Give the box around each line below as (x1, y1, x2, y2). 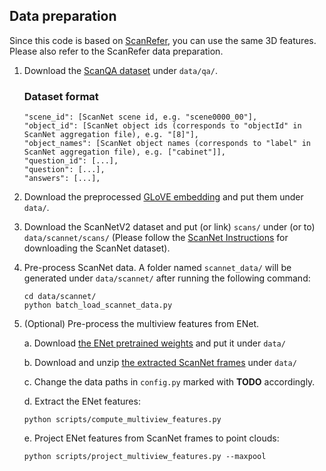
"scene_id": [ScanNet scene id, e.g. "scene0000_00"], (23, 112, 258, 123)
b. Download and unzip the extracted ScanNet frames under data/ (23, 357, 297, 369)
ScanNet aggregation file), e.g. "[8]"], (23, 130, 199, 140)
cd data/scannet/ (23, 292, 97, 302)
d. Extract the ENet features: (23, 395, 141, 408)
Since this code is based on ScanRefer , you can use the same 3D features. (9, 34, 317, 46)
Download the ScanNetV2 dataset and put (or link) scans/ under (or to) (23, 221, 316, 233)
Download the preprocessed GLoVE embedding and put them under (23, 191, 304, 203)
